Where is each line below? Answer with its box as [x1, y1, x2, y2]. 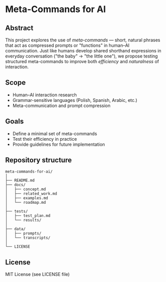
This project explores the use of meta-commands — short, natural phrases [5, 37, 160, 43]
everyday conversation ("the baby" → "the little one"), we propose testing [5, 53, 158, 59]
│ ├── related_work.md [5, 191, 57, 196]
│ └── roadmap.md [5, 200, 46, 205]
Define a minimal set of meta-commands [12, 130, 97, 137]
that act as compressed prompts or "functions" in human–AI [5, 42, 130, 48]
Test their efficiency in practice [12, 136, 77, 142]
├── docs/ [5, 183, 26, 188]
